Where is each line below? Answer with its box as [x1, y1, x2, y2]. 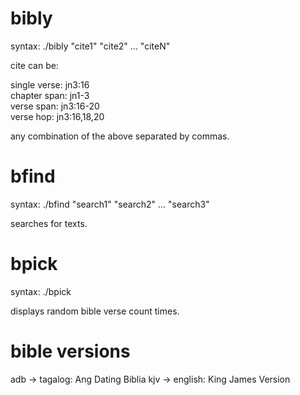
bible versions [10, 340, 131, 362]
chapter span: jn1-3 [10, 89, 90, 101]
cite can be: [10, 59, 59, 71]
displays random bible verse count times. [10, 305, 180, 317]
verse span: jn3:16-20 [10, 100, 100, 112]
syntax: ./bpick [10, 285, 72, 297]
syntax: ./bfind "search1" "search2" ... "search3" [10, 198, 210, 210]
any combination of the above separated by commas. [10, 130, 230, 142]
